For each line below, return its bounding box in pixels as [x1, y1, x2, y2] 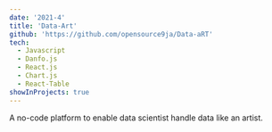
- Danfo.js [17, 54, 58, 63]
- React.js [17, 63, 58, 72]
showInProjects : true [9, 87, 90, 96]
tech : [9, 37, 29, 47]
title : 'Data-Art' [9, 21, 78, 30]
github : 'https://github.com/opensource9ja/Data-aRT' [9, 29, 214, 38]
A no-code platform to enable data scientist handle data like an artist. [9, 112, 263, 123]
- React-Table [17, 79, 70, 88]
